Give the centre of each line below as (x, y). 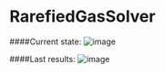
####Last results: (42, 59)
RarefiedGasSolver (82, 17)
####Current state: (46, 41)
